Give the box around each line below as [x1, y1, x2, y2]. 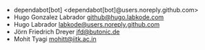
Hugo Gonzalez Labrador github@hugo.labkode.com [13, 13, 164, 21]
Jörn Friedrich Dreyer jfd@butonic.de [13, 27, 120, 36]
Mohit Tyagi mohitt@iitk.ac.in [13, 35, 97, 43]
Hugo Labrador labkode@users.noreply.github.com [13, 21, 160, 28]
